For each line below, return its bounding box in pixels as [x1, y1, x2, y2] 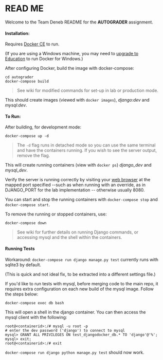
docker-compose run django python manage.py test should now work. [5, 349, 145, 355]
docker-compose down [5, 221, 47, 226]
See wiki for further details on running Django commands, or [17, 229, 139, 235]
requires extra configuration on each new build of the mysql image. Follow [5, 286, 154, 292]
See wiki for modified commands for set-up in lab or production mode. [17, 87, 159, 93]
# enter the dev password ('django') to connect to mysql [5, 328, 125, 333]
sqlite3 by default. [5, 262, 41, 268]
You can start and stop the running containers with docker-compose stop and [5, 196, 158, 203]
